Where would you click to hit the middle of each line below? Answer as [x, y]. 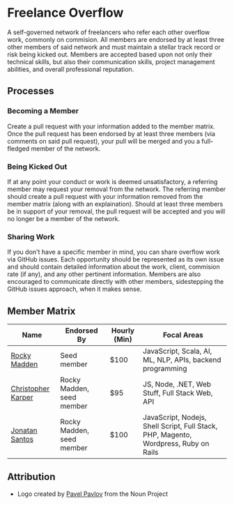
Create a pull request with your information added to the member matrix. [111, 126]
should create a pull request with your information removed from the [105, 196]
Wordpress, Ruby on [176, 444]
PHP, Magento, [167, 435]
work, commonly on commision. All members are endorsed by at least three [116, 39]
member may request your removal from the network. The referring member [117, 189]
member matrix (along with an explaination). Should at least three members [115, 204]
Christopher [30, 389]
